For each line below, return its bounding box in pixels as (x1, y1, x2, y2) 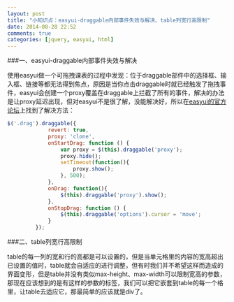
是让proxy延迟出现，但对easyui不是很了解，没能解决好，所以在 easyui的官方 (7, 97, 227, 106)
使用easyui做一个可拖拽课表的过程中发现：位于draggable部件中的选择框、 (7, 71, 221, 80)
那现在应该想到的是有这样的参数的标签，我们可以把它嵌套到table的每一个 (7, 279, 218, 287)
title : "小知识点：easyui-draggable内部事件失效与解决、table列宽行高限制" (7, 17, 211, 24)
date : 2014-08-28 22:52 (7, 23, 77, 30)
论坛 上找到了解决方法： (7, 106, 75, 115)
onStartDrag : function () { (47, 139, 130, 147)
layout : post (7, 10, 45, 17)
